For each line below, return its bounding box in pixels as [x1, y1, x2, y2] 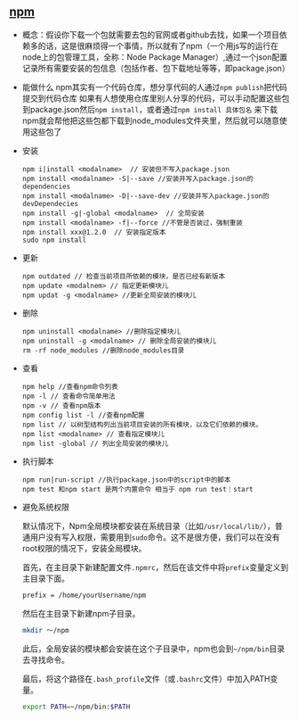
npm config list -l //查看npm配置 [21, 410, 145, 419]
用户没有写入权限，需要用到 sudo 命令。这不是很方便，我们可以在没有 [29, 532, 280, 542]
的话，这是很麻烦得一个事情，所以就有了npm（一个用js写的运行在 [37, 40, 278, 51]
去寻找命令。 [21, 654, 69, 665]
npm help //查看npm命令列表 [21, 382, 118, 391]
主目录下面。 [21, 573, 69, 583]
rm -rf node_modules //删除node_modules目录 [21, 345, 185, 355]
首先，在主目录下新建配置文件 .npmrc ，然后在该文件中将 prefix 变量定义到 [21, 561, 289, 572]
